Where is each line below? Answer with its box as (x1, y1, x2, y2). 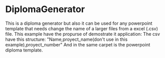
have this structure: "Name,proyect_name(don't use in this (5, 36, 128, 42)
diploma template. (5, 47, 43, 53)
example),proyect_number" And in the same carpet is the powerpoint (5, 41, 150, 47)
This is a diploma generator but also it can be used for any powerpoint (5, 20, 153, 26)
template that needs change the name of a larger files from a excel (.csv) (5, 25, 158, 31)
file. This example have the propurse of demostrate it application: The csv (5, 31, 160, 37)
